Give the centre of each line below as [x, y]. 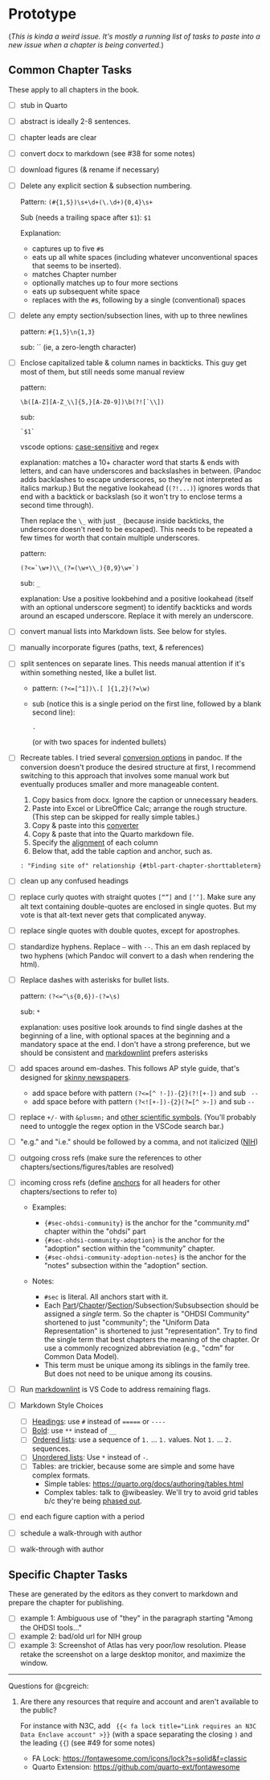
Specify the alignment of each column [95, 843]
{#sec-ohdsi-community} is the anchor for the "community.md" [147, 1223]
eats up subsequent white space [86, 291]
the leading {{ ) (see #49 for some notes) [88, 1742]
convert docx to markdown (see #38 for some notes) [107, 153]
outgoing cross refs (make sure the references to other [111, 1158]
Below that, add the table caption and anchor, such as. [122, 851]
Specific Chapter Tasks [68, 1575]
